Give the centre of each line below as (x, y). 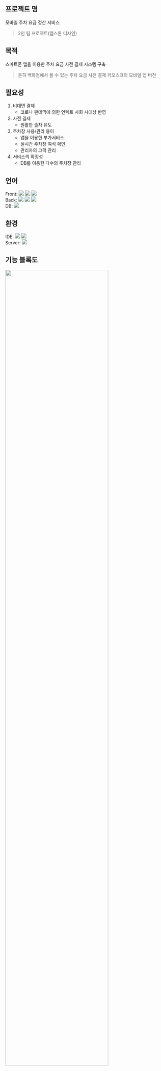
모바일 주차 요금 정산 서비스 (33, 22)
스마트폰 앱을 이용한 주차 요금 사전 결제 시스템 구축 (56, 64)
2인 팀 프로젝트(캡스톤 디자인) (47, 33)
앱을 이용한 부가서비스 (42, 138)
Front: (11, 194)
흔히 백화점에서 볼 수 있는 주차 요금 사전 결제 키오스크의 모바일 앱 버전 (87, 75)
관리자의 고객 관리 (38, 150)
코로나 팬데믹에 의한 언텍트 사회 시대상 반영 (63, 112)
